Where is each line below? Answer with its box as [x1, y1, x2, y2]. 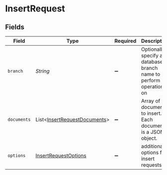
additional [141, 143, 165, 150]
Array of [141, 97, 161, 104]
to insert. [141, 110, 162, 117]
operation [141, 83, 164, 90]
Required [114, 38, 137, 44]
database [141, 58, 163, 65]
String [35, 68, 50, 75]
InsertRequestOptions [35, 152, 86, 159]
